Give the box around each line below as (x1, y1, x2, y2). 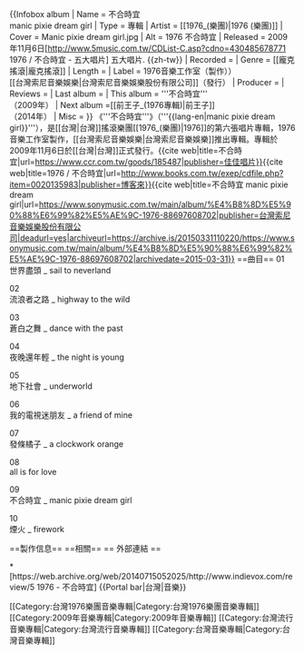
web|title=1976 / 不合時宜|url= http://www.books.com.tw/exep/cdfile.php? (9, 168, 284, 178)
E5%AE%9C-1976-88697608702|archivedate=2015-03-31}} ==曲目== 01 (9, 253, 285, 264)
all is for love (9, 467, 57, 477)
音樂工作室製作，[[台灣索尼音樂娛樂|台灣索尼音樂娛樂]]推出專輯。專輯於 (9, 134, 279, 144)
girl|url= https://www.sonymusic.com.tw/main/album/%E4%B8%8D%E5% (9, 199, 287, 210)
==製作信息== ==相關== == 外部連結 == (9, 543, 162, 553)
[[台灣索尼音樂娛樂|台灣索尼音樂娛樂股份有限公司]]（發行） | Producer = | (9, 77, 285, 87)
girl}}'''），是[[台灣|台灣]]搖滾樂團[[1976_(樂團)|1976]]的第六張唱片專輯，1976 (9, 123, 296, 133)
